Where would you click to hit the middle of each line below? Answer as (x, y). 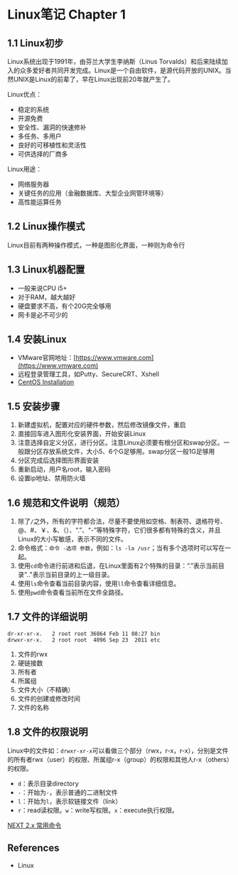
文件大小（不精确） (46, 689)
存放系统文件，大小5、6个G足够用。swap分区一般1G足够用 (129, 452)
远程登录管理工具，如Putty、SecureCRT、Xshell (88, 374)
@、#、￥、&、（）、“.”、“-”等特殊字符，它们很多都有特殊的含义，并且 (119, 530)
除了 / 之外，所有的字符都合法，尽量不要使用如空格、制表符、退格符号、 (122, 521)
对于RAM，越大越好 (47, 297)
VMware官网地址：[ (47, 358)
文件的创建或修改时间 (49, 699)
